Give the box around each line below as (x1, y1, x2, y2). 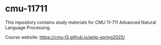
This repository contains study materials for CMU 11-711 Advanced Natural (5, 19, 157, 25)
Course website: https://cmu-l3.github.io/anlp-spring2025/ (5, 34, 125, 40)
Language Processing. (5, 24, 51, 30)
